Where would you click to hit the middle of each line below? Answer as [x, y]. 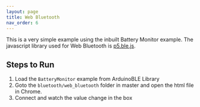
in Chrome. [28, 92]
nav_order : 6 [22, 23]
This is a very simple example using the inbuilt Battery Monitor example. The [100, 40]
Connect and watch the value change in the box [74, 98]
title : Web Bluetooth [33, 17]
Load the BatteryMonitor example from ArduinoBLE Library [87, 79]
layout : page [22, 12]
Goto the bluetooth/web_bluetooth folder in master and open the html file [104, 85]
